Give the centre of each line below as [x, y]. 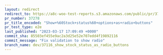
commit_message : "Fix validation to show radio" [55, 41]
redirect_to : [18, 14]
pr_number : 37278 [22, 18]
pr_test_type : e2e [23, 27]
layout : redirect [22, 9]
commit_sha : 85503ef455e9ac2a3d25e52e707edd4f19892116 [61, 36]
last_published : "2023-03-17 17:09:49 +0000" [51, 32]
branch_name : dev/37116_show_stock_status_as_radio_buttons [67, 45]
